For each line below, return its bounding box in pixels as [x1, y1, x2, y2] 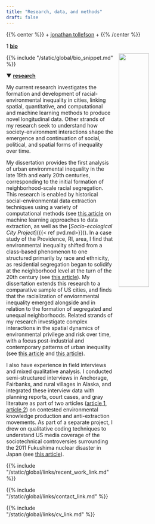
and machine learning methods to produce [6, 109, 111, 116]
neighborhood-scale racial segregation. [6, 184, 104, 192]
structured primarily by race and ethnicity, [6, 254, 109, 261]
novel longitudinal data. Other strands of [6, 115, 106, 123]
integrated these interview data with [6, 387, 95, 394]
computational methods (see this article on [6, 210, 111, 217]
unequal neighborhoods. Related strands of [6, 311, 113, 319]
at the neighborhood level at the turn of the [6, 267, 112, 274]
